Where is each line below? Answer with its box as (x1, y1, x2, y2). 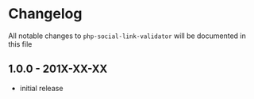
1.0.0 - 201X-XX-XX (8, 63, 108, 76)
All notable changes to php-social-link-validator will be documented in (8, 31, 246, 40)
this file (8, 39, 33, 48)
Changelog (8, 5, 83, 23)
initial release (19, 83, 63, 93)
